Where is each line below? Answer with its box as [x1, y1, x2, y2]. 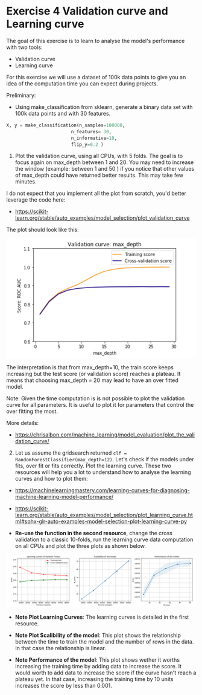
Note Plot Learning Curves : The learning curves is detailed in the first [14, 613, 189, 621]
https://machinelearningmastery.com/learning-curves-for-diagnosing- [14, 487, 190, 494]
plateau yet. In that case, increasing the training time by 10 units [14, 675, 174, 682]
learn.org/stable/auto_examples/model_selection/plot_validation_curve [14, 214, 190, 222]
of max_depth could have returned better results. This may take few [14, 171, 184, 179]
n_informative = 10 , [71, 135, 118, 141]
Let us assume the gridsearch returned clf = [14, 449, 127, 456]
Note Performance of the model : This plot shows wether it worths [14, 656, 180, 664]
